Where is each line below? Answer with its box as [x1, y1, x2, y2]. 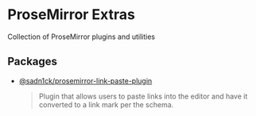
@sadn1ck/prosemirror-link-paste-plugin [18, 75, 153, 85]
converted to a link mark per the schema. [38, 99, 174, 109]
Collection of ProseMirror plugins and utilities [7, 32, 156, 41]
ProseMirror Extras [7, 6, 136, 24]
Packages [7, 55, 57, 68]
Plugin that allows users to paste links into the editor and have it [38, 91, 248, 101]
